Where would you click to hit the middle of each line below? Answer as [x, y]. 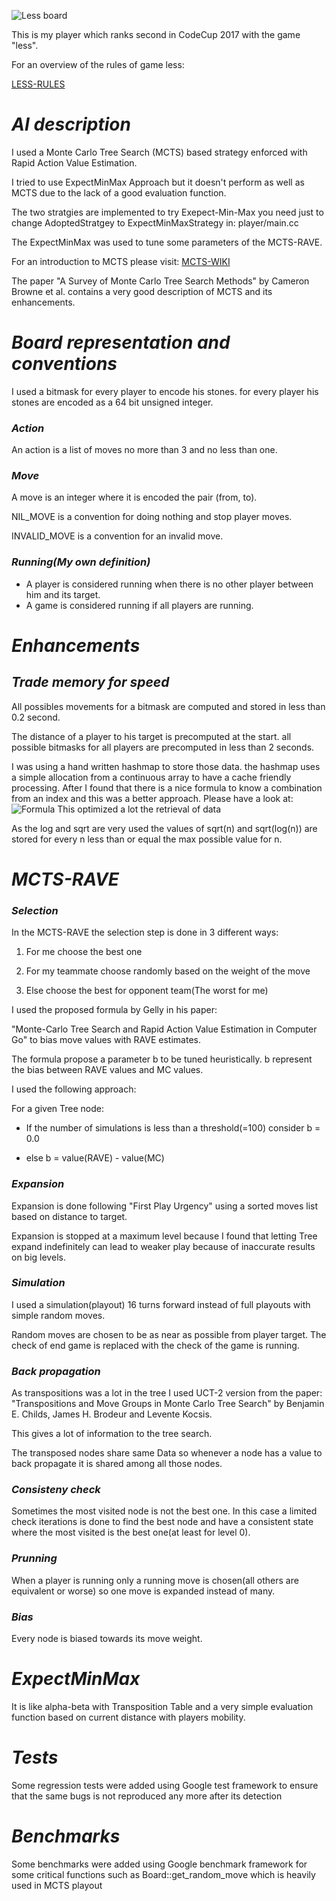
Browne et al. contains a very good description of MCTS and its [142, 291]
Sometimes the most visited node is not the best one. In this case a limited [164, 1511]
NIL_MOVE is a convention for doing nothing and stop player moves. [152, 517]
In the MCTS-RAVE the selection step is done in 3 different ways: [145, 932]
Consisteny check [56, 1490]
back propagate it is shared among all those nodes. [117, 1464]
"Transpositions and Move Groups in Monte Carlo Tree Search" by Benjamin [168, 1404]
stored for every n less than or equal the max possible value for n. [147, 839]
